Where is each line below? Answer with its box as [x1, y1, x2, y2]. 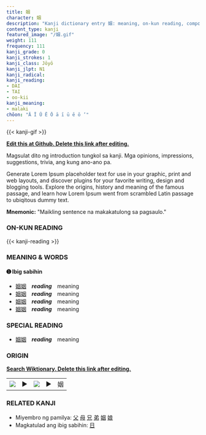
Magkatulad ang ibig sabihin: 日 [15, 421, 95, 429]
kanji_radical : [6, 72, 45, 78]
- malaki [6, 105, 29, 112]
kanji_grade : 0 [6, 49, 45, 55]
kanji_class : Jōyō [6, 60, 53, 66]
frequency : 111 [6, 43, 45, 50]
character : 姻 [6, 15, 42, 21]
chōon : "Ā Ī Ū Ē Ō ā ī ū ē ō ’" [6, 112, 89, 118]
